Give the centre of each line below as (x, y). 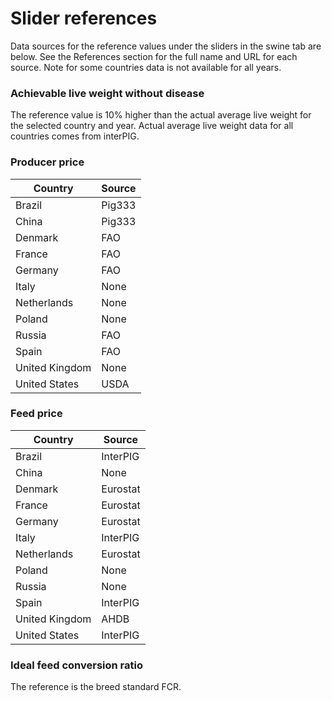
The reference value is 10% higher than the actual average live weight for (161, 115)
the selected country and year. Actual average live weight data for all (152, 126)
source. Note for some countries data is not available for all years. (146, 67)
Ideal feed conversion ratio (77, 665)
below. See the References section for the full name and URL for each (154, 56)
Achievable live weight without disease (107, 93)
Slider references (84, 18)
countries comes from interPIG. (75, 136)
